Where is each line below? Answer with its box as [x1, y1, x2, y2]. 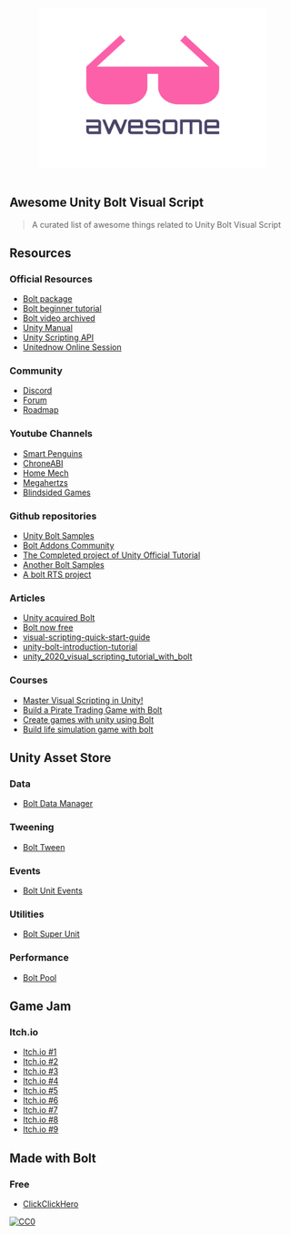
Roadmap [22, 405, 59, 416]
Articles [9, 592, 45, 604]
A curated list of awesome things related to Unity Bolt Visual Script [31, 219, 282, 230]
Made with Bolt [9, 1150, 97, 1166]
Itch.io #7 [22, 1105, 59, 1116]
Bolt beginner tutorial [22, 304, 102, 314]
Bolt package [22, 293, 73, 304]
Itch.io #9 [22, 1124, 59, 1135]
